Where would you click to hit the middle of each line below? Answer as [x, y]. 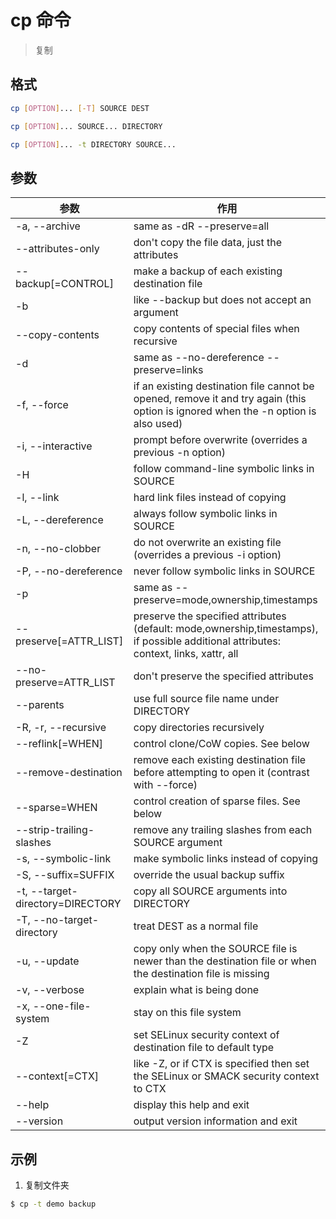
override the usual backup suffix [209, 875]
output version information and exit [215, 1121]
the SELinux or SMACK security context [226, 1076]
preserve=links [168, 370]
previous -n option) [179, 453]
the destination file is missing [201, 974]
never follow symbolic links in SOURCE [224, 571]
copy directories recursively [199, 728]
